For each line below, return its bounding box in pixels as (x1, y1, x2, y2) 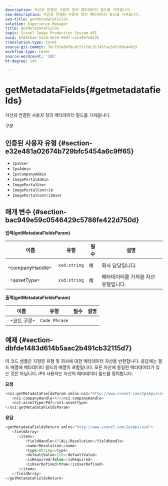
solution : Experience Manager (5, 21, 68, 26)
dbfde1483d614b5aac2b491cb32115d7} (5, 344, 132, 352)
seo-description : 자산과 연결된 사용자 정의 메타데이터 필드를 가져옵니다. (5, 12, 141, 17)
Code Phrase (39, 317, 68, 323)
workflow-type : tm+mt (5, 49, 50, 54)
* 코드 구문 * (10, 317, 35, 324)
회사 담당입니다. (101, 262, 137, 269)
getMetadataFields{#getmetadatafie (5, 84, 161, 95)
